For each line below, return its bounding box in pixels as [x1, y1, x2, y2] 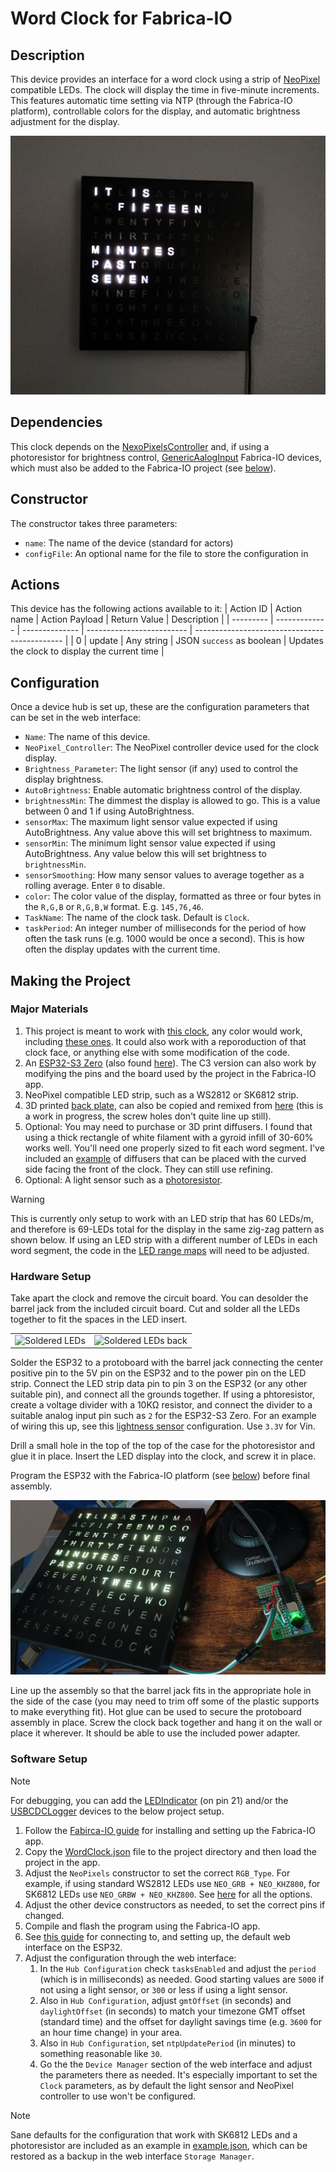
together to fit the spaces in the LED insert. [10, 1313, 188, 1326]
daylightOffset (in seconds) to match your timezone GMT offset [39, 2005, 306, 2017]
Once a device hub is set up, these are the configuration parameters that [10, 701, 310, 713]
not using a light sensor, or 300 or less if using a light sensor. [39, 1983, 288, 1996]
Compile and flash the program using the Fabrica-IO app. [24, 1920, 261, 1932]
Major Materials [10, 1002, 89, 1016]
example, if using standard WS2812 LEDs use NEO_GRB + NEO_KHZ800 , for [24, 1877, 321, 1889]
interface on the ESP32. [24, 1941, 123, 1953]
